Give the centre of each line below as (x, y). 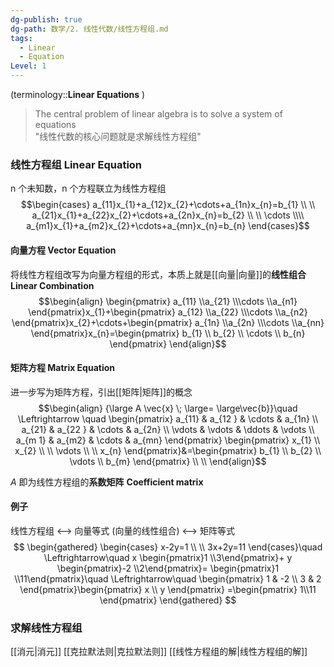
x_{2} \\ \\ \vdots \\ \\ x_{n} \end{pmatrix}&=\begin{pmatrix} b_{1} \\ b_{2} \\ (168, 450)
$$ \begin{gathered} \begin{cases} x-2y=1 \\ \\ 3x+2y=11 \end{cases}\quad (168, 547)
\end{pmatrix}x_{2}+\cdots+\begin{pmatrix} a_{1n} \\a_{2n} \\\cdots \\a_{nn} (168, 322)
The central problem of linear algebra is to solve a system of (158, 114)
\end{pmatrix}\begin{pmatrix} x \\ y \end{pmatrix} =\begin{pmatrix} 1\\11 (168, 589)
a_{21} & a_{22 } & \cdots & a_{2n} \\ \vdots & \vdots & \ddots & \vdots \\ (168, 429)
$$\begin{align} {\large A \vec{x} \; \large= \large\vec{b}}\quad (168, 408)
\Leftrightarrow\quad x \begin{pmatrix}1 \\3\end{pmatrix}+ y (168, 557)
